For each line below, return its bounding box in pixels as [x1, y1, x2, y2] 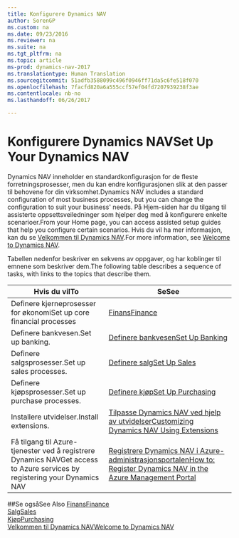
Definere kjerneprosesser [11, 298, 97, 308]
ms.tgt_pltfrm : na [7, 51, 62, 58]
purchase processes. [11, 395, 82, 405]
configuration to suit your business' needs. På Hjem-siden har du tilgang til [7, 203, 227, 211]
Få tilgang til [11, 437, 52, 447]
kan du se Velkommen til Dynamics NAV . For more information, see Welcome [7, 233, 230, 241]
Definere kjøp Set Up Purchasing [108, 387, 216, 397]
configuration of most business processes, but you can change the [7, 195, 204, 203]
